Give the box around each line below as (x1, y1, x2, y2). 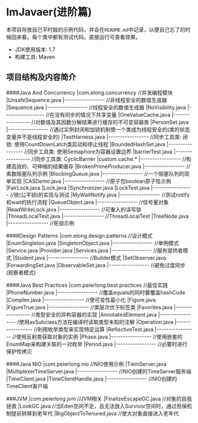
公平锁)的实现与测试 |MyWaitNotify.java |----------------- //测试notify (20, 191, 190, 198)
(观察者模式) (6, 269, 37, 276)
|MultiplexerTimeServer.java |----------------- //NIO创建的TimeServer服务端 (6, 368, 191, 375)
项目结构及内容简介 (6, 72, 76, 83)
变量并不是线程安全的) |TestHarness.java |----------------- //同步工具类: (6, 133, 181, 140)
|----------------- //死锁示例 (6, 219, 75, 227)
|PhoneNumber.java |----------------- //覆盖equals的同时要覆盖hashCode (6, 288, 186, 296)
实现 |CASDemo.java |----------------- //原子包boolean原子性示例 (11, 178, 171, 185)
